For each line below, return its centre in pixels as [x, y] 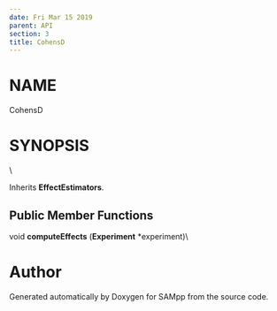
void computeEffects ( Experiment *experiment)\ [99, 236]
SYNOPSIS [50, 146]
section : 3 [29, 34]
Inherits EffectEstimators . [57, 187]
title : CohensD [37, 42]
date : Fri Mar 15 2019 [51, 17]
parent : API [31, 26]
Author [35, 273]
